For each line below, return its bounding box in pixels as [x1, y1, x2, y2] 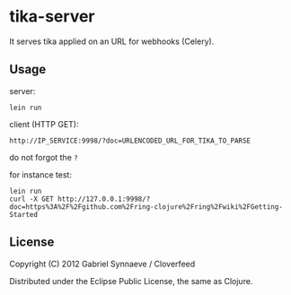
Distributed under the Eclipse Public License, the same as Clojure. [9, 275, 253, 286]
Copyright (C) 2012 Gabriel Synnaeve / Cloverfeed [9, 258, 196, 269]
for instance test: [9, 169, 72, 180]
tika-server [9, 6, 96, 27]
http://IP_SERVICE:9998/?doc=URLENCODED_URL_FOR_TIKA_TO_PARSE [9, 136, 251, 145]
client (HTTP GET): [9, 118, 79, 129]
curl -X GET [9, 195, 54, 204]
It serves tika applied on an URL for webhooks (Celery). [9, 36, 215, 47]
